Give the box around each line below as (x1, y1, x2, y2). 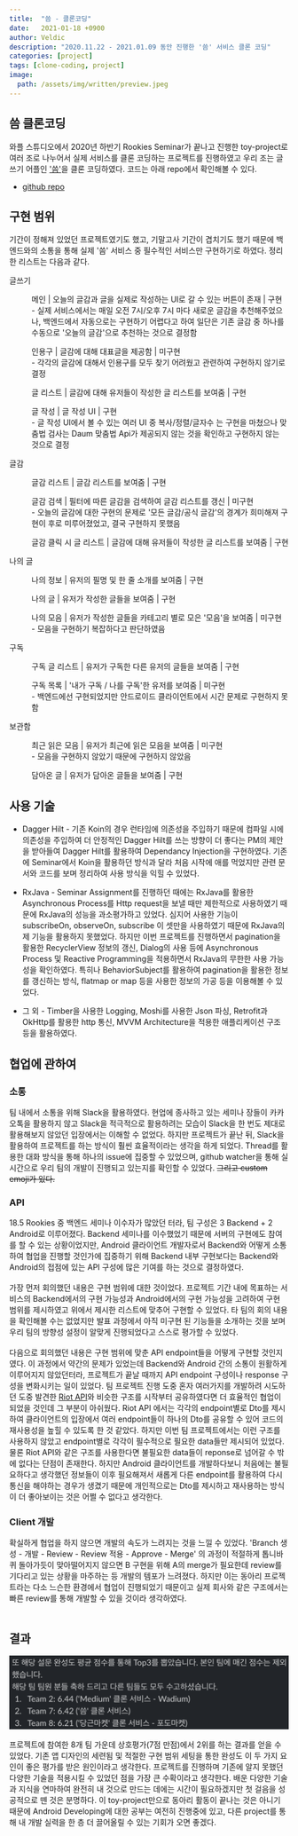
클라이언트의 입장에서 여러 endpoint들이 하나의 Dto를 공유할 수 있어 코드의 (25, 1414, 284, 1424)
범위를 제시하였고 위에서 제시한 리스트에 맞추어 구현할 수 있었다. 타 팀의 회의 (9, 1304, 272, 1315)
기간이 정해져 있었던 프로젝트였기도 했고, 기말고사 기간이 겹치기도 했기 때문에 (9, 234, 275, 245)
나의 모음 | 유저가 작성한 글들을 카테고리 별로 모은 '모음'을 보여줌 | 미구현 (31, 612, 282, 623)
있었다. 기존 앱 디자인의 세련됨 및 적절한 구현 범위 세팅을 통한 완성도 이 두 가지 (9, 1750, 278, 1761)
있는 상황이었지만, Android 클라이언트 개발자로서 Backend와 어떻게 (36, 1240, 271, 1250)
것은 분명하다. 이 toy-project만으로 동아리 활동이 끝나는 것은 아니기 (49, 1794, 281, 1805)
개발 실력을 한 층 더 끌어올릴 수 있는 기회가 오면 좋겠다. (27, 1816, 217, 1827)
